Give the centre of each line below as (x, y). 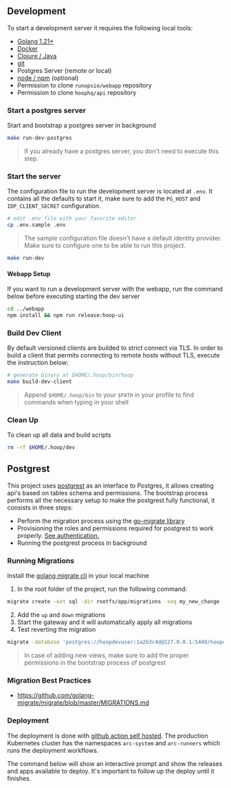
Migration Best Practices (49, 680)
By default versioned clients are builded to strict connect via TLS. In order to (115, 348)
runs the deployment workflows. (53, 750)
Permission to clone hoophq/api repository (77, 92)
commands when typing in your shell (76, 402)
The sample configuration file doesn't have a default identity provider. (123, 238)
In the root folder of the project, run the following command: (102, 589)
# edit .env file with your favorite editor (72, 219)
